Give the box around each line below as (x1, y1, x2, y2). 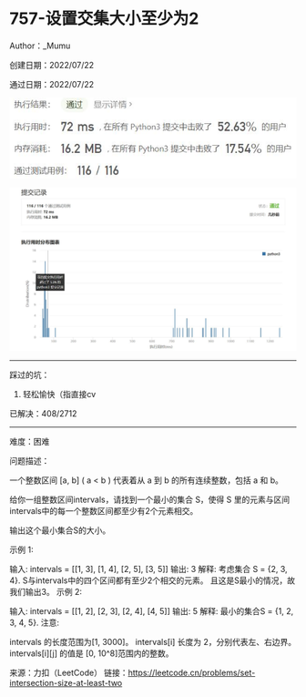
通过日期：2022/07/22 (9, 78, 95, 89)
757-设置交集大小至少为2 (9, 8, 199, 29)
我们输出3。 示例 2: (9, 587, 83, 598)
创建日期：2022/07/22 (9, 59, 95, 70)
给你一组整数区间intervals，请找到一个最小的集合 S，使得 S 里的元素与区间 (9, 494, 290, 506)
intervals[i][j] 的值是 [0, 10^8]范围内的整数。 (9, 648, 175, 659)
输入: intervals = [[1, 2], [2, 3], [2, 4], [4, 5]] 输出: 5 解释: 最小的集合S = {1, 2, (9, 606, 294, 617)
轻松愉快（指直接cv (22, 389, 97, 400)
